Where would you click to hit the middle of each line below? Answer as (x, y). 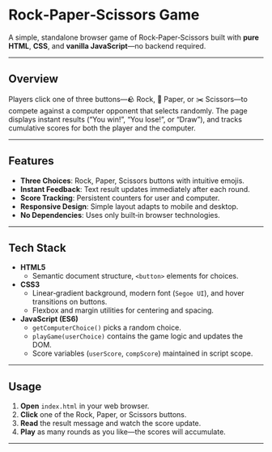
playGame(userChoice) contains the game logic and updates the (138, 336)
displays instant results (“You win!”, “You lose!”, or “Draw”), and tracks (125, 119)
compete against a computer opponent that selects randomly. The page (128, 110)
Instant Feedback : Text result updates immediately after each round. (135, 189)
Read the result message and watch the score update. (110, 424)
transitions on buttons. (70, 302)
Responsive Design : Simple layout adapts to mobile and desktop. (129, 206)
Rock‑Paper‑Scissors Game (104, 15)
